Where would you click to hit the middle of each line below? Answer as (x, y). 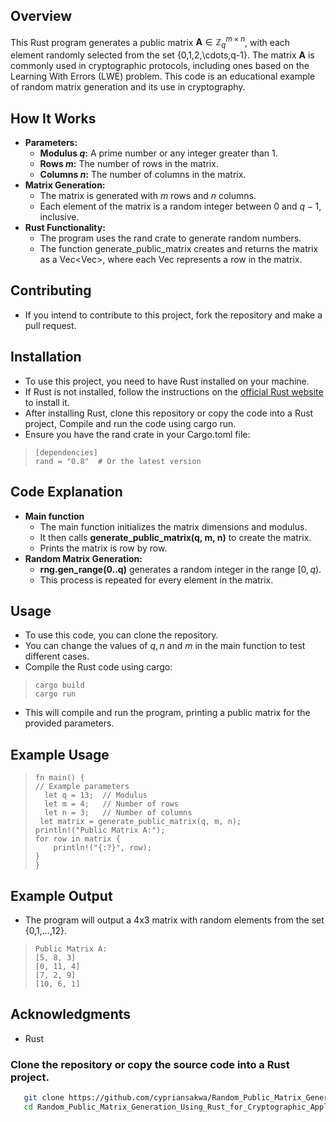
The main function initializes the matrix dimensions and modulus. (173, 526)
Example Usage (60, 754)
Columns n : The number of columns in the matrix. (143, 175)
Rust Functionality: (65, 228)
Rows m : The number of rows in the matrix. (129, 164)
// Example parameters (82, 787)
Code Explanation (66, 492)
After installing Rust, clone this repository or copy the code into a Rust (169, 413)
